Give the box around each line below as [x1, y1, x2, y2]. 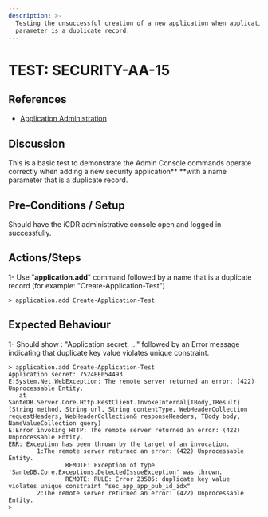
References [8, 93, 67, 106]
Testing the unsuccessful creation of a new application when [15, 19, 227, 27]
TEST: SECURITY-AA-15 [8, 61, 170, 79]
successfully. [8, 229, 52, 237]
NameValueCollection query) [8, 419, 102, 428]
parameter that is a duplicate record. [8, 175, 128, 185]
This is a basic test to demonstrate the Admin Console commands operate [8, 158, 252, 168]
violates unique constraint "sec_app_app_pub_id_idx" [8, 482, 191, 490]
